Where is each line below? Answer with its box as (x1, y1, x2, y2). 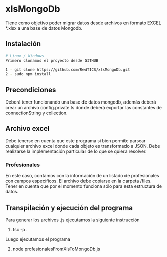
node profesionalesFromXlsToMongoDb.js (12, 246, 100, 252)
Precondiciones (5, 85, 56, 94)
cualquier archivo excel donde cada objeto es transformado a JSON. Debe (5, 143, 160, 149)
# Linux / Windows (5, 53, 44, 58)
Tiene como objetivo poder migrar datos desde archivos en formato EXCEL (5, 20, 162, 26)
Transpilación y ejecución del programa (5, 203, 133, 212)
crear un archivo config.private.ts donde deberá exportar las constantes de (5, 105, 162, 111)
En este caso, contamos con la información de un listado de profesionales (5, 173, 159, 179)
